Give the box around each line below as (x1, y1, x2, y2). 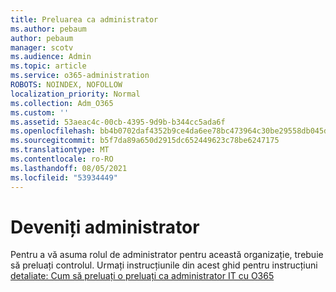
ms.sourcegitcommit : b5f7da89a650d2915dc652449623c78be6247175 (10, 136, 280, 146)
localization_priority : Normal (10, 89, 141, 99)
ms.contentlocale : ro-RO (10, 154, 114, 164)
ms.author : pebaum (10, 24, 87, 34)
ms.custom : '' (10, 107, 70, 118)
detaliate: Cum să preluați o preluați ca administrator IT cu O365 (10, 270, 275, 282)
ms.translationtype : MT (10, 145, 110, 155)
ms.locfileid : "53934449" (10, 172, 118, 183)
